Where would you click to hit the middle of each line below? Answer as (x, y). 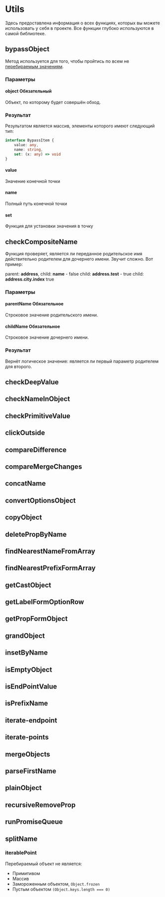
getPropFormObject (36, 619)
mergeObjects (28, 754)
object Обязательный (28, 91)
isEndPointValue (31, 687)
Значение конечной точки (33, 181)
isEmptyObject (29, 669)
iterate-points (27, 737)
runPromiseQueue (34, 822)
